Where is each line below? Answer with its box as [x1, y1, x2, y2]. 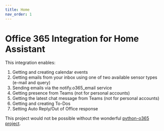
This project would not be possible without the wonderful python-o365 [5, 115, 150, 121]
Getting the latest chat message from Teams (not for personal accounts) [12, 96, 160, 101]
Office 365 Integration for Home [5, 33, 139, 44]
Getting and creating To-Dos [12, 100, 71, 106]
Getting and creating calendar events [12, 69, 88, 75]
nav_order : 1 [5, 12, 32, 17]
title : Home [5, 7, 30, 12]
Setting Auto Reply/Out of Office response [12, 106, 98, 112]
